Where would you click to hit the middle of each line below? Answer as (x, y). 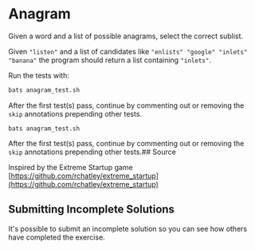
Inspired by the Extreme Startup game (71, 167)
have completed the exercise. (57, 237)
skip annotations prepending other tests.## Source (92, 152)
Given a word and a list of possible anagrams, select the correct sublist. (126, 36)
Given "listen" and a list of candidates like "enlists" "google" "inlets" (128, 51)
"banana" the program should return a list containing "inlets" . (110, 60)
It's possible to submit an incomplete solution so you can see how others (128, 228)
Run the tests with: (39, 75)
